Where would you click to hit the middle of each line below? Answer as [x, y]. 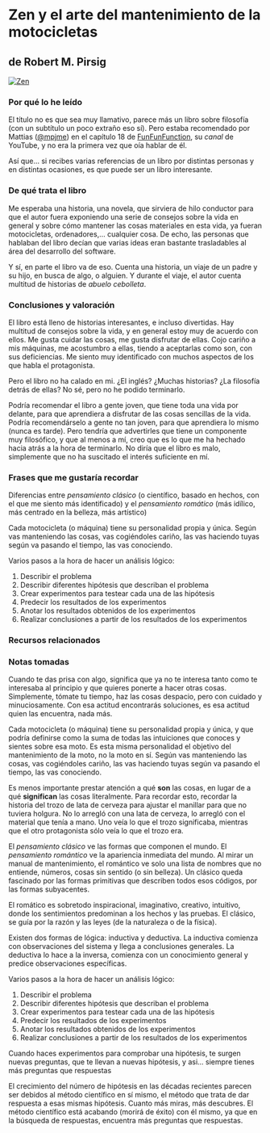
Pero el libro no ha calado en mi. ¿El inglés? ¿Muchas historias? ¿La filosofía [134, 380]
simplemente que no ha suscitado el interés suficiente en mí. [109, 456]
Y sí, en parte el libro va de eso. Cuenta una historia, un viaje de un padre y [133, 266]
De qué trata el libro [48, 191]
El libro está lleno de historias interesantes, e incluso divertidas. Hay [121, 322]
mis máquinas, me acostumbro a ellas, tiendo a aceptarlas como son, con [130, 348]
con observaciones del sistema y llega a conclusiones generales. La [121, 946]
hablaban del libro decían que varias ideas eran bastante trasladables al [128, 242]
